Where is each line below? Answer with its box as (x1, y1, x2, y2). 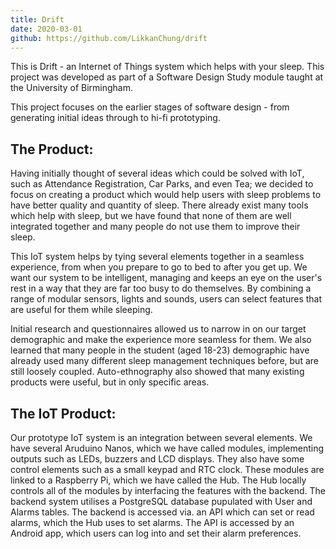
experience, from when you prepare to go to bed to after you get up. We (10, 261, 308, 273)
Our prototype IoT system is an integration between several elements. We (10, 432, 313, 443)
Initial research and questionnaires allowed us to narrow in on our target (10, 323, 307, 335)
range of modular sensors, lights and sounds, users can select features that (10, 293, 323, 305)
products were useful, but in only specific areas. (10, 376, 210, 388)
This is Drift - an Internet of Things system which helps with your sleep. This (10, 61, 325, 73)
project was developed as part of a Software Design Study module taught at (10, 71, 324, 83)
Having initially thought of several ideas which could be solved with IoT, (10, 167, 305, 180)
